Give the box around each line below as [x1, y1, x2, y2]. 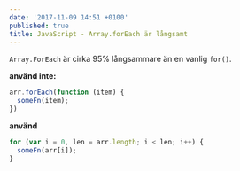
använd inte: [9, 71, 57, 82]
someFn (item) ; [17, 97, 69, 105]
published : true [9, 21, 69, 30]
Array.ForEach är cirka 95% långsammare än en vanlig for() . [9, 54, 232, 65]
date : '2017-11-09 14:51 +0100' [9, 12, 128, 22]
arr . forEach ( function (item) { [9, 88, 125, 97]
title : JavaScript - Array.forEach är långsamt [9, 29, 189, 38]
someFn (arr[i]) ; [17, 145, 77, 155]
